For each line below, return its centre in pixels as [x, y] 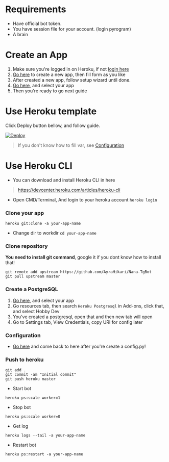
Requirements [36, 9]
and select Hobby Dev [36, 311]
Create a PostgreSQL [32, 289]
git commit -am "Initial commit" [41, 375]
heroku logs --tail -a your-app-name [45, 435]
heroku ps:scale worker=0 [33, 417]
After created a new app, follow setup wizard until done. [72, 80]
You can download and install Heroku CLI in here [64, 180]
